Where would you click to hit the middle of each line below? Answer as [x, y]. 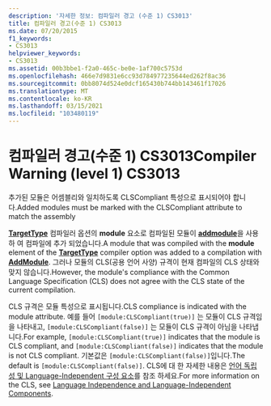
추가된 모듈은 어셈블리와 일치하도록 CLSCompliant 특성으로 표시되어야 [120, 197]
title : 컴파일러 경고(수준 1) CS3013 [65, 23]
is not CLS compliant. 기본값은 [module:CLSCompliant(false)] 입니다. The [127, 355]
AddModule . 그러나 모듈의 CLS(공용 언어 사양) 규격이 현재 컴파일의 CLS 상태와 [134, 262]
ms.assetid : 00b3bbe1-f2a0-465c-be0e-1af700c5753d [95, 69]
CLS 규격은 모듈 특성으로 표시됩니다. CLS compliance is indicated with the [127, 306]
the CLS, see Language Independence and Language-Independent [120, 384]
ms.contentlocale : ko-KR [50, 99]
